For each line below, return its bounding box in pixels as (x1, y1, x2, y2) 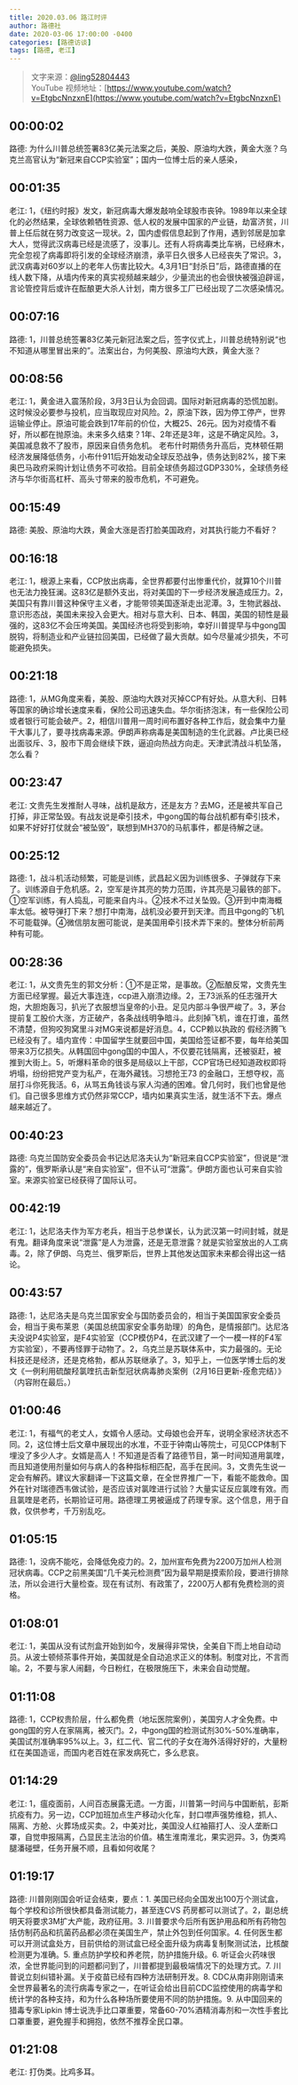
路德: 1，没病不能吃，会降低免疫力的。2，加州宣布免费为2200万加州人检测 (9, 1556, 282, 1567)
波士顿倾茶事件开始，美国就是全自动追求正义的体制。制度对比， (32, 1651, 266, 1662)
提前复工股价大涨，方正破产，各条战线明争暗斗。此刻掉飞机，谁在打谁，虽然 (9, 1013, 289, 1023)
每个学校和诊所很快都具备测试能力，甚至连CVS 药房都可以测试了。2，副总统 (9, 1905, 289, 1915)
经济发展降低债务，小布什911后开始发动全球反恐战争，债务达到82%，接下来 (9, 451, 286, 462)
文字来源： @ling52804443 (30, 72, 130, 83)
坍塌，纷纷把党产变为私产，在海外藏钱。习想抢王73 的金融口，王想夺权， (9, 1068, 278, 1079)
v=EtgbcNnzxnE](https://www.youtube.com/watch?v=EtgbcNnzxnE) (30, 92, 281, 103)
